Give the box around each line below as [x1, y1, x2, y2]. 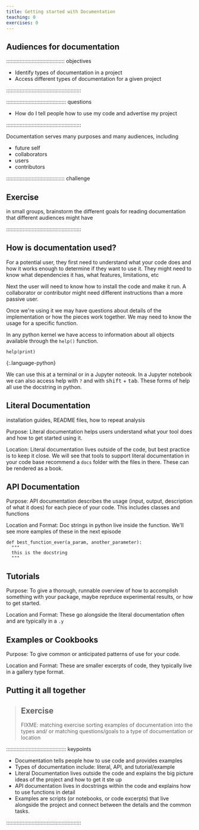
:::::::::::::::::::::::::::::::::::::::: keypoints [6, 746, 91, 753]
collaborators [14, 151, 48, 158]
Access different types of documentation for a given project [14, 75, 162, 83]
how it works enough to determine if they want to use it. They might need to [6, 265, 192, 272]
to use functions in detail [14, 788, 75, 796]
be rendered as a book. [6, 465, 64, 472]
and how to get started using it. [6, 434, 83, 441]
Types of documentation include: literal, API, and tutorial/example [14, 763, 175, 771]
